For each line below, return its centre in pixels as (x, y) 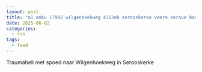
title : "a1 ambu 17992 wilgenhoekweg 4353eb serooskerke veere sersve (96, 17)
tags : (13, 40)
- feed (20, 46)
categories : (21, 28)
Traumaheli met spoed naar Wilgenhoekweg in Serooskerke (80, 62)
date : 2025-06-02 (28, 23)
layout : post (23, 12)
